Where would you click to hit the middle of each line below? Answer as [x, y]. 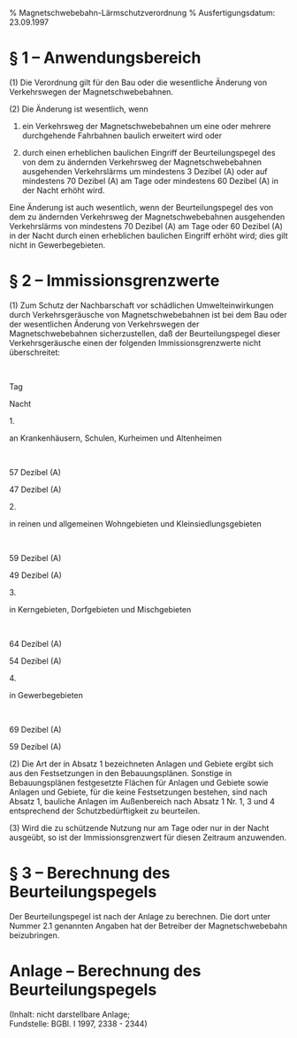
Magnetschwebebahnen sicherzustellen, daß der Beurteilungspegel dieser [145, 333]
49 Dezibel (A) [35, 575]
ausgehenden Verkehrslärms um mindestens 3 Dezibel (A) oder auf [145, 171]
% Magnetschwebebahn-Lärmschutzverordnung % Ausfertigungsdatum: [142, 13]
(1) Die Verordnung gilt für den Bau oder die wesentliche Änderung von [138, 82]
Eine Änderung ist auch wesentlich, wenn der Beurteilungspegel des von [141, 207]
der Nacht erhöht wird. [63, 190]
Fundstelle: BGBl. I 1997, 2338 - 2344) [78, 1023]
